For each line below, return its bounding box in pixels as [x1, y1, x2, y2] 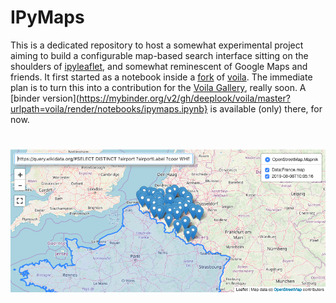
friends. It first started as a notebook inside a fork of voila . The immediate [10, 71, 313, 83]
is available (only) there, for [209, 102, 323, 115]
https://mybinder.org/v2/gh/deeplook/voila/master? [78, 92, 291, 104]
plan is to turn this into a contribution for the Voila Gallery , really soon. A [10, 81, 307, 93]
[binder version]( [10, 92, 80, 104]
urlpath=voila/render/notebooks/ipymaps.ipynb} [10, 102, 208, 115]
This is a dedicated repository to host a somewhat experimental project [10, 39, 304, 51]
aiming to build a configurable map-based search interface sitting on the [10, 49, 309, 61]
